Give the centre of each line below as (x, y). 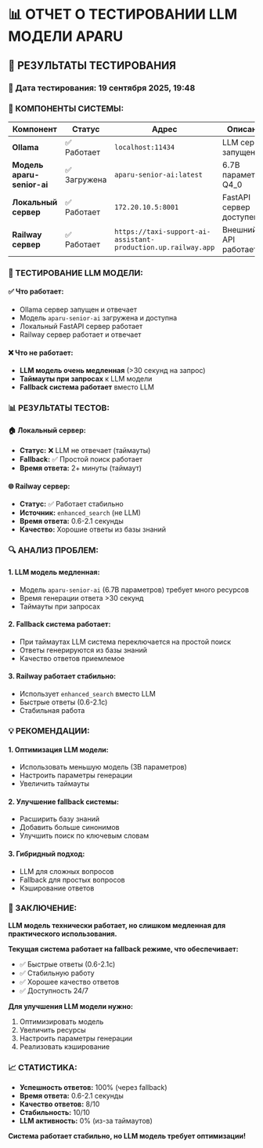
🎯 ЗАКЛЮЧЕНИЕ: (43, 909)
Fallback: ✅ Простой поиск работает (81, 459)
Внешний (240, 229)
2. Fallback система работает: (59, 624)
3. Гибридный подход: (47, 854)
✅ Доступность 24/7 (54, 990)
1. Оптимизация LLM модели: (59, 749)
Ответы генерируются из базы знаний (83, 650)
